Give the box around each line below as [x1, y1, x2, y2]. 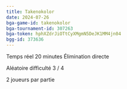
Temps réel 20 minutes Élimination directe [6, 53, 109, 60]
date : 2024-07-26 [6, 14, 49, 20]
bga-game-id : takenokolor [6, 20, 70, 26]
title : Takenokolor [6, 8, 55, 15]
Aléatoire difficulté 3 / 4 [6, 65, 64, 72]
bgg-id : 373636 [6, 36, 44, 42]
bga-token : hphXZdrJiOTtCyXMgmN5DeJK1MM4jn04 [6, 31, 121, 37]
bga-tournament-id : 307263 [6, 25, 73, 32]
